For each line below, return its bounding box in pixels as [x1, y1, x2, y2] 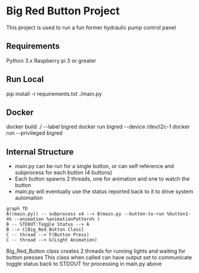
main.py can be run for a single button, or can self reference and [14, 163, 174, 170]
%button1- [166, 211, 191, 217]
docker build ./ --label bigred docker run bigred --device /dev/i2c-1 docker [6, 123, 190, 131]
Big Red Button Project [6, 4, 120, 18]
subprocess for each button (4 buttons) [14, 169, 112, 176]
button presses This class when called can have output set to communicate [6, 254, 192, 261]
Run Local [6, 75, 44, 85]
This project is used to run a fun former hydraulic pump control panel [6, 24, 176, 31]
